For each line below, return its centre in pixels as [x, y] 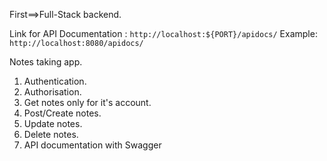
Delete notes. [51, 134]
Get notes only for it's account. [87, 102]
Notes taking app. [46, 62]
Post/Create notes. [62, 113]
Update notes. [53, 123]
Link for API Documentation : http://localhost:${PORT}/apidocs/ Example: [163, 33]
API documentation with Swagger [92, 145]
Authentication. [55, 81]
